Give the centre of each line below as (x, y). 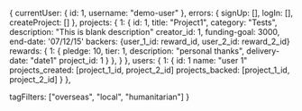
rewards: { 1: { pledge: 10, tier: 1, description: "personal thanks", (127, 51)
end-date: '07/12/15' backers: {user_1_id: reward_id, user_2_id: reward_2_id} (150, 41)
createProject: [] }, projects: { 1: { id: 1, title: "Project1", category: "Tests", (143, 22)
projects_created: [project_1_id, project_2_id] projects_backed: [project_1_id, (150, 70)
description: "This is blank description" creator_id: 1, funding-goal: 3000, (145, 32)
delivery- (263, 51)
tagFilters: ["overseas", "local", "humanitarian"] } (100, 97)
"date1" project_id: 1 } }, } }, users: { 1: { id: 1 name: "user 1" (139, 60)
